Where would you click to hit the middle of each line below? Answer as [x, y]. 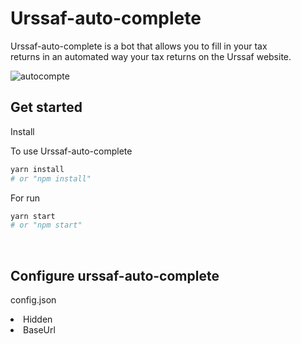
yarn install [37, 169]
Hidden [38, 319]
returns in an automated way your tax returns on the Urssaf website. [151, 56]
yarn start [33, 216]
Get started [46, 107]
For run [25, 198]
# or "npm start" [46, 225]
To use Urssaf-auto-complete [71, 151]
